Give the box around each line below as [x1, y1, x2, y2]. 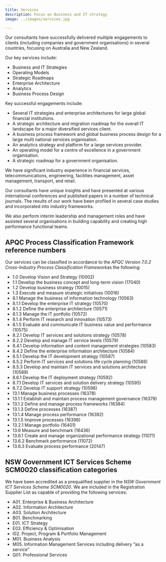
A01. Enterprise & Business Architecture [12, 499, 94, 505]
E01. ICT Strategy [12, 520, 48, 526]
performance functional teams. [5, 224, 68, 229]
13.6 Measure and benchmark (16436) [12, 428, 90, 434]
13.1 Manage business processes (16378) [12, 390, 96, 396]
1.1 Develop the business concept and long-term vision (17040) [12, 279, 141, 285]
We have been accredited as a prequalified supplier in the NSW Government [5, 479, 161, 484]
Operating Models [12, 70, 50, 76]
